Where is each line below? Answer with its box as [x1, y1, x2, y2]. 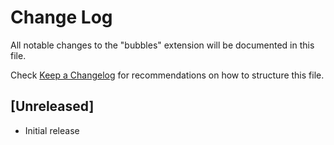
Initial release [24, 124, 80, 136]
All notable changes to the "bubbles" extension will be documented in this [10, 39, 315, 51]
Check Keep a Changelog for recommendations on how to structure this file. [10, 69, 325, 81]
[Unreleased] [10, 98, 95, 115]
